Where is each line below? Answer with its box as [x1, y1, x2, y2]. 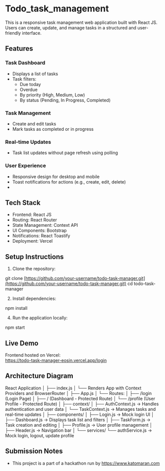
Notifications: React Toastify [12, 233, 70, 239]
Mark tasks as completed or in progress [12, 126, 94, 132]
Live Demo [5, 339, 39, 347]
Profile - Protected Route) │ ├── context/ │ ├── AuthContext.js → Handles [5, 401, 159, 407]
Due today [19, 81, 41, 87]
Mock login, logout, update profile [5, 432, 74, 438]
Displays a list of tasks [12, 71, 58, 77]
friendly [5, 30, 21, 36]
